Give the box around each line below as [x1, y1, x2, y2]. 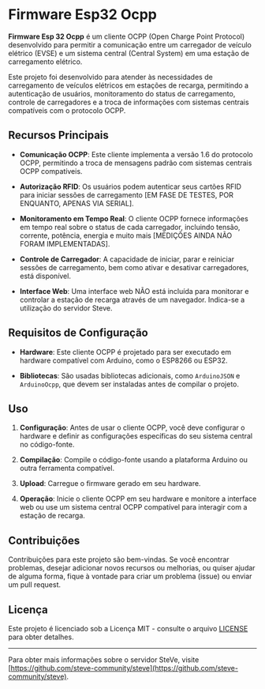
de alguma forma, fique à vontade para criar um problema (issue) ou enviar [8, 571, 252, 582]
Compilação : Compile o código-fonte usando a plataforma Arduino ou [19, 455, 248, 465]
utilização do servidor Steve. [19, 303, 113, 313]
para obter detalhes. [8, 632, 74, 642]
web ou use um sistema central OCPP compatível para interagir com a [19, 503, 248, 512]
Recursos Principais [8, 129, 109, 142]
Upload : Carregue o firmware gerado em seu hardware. [19, 479, 201, 488]
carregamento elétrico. [8, 57, 83, 66]
